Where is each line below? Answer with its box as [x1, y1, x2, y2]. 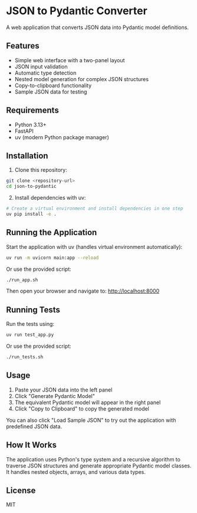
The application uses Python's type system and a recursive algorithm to [6, 456, 181, 463]
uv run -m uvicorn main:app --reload [6, 255, 99, 261]
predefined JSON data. [6, 422, 63, 430]
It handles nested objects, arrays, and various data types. [6, 468, 146, 475]
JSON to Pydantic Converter [6, 4, 147, 18]
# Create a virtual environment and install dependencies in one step [6, 206, 183, 211]
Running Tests [6, 304, 60, 315]
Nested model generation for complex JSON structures [14, 75, 149, 82]
